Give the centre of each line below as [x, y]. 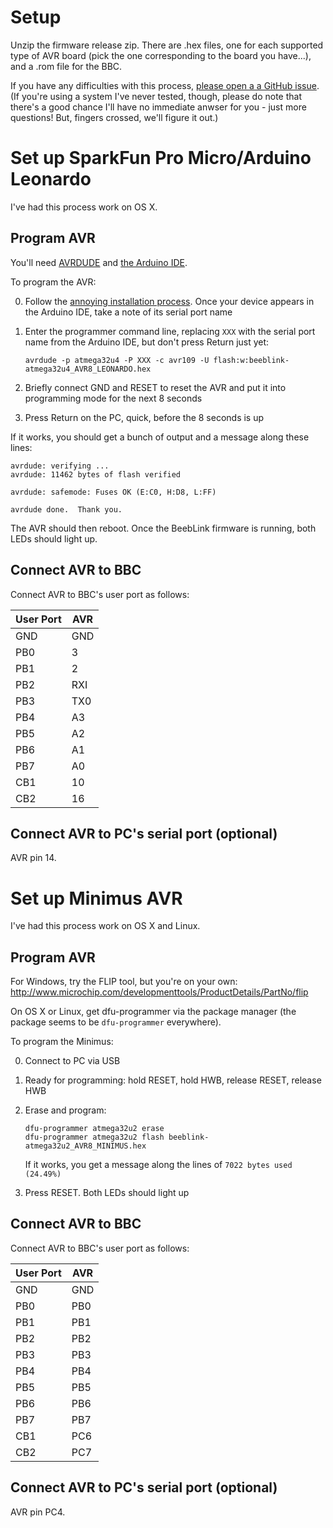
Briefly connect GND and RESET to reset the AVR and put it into [155, 387]
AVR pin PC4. [38, 1512]
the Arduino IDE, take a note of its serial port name [128, 312]
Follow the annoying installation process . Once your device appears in [169, 301]
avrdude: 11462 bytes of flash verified [96, 474]
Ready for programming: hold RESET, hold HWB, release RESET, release [173, 1080]
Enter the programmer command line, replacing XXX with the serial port [170, 331]
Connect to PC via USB [72, 1061]
